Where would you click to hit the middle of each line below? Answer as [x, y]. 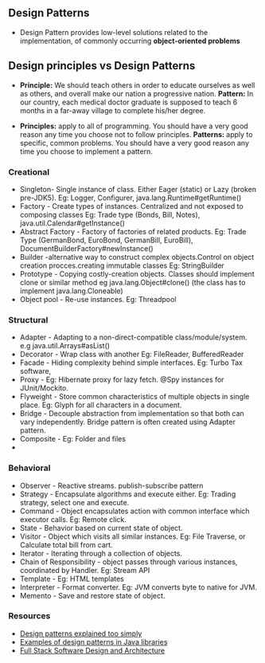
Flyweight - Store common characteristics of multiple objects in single [134, 397]
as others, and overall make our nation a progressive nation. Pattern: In [136, 93]
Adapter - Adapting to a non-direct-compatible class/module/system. [133, 337]
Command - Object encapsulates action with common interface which [134, 511]
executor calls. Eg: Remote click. [73, 519]
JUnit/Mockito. [44, 388]
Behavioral [29, 468]
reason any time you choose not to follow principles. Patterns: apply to [136, 134]
